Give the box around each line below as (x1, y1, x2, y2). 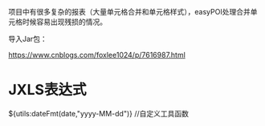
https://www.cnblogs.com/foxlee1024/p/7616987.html (8, 51, 186, 59)
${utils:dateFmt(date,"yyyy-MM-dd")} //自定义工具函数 (8, 108, 190, 118)
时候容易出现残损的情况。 (22, 17, 107, 26)
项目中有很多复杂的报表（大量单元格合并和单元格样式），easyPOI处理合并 (8, 7, 251, 16)
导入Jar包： (8, 35, 48, 43)
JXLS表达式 (8, 81, 87, 99)
